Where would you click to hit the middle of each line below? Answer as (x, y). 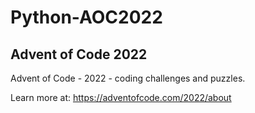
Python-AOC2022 (86, 17)
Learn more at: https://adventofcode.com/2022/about (121, 97)
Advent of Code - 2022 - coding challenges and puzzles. (128, 78)
